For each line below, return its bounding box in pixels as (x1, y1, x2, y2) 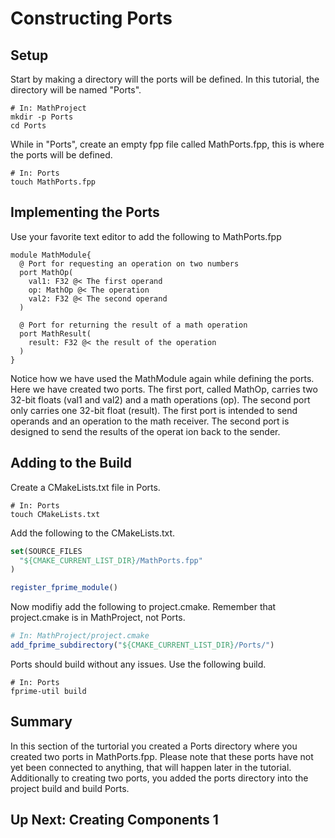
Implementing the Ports (10, 204, 160, 221)
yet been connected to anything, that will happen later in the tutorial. (10, 761, 292, 773)
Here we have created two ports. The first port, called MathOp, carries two (10, 383, 318, 395)
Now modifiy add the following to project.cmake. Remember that (10, 601, 277, 613)
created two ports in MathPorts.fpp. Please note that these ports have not (10, 750, 314, 762)
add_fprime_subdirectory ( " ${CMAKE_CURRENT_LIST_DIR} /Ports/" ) (10, 640, 275, 650)
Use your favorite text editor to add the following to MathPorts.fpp (10, 230, 282, 242)
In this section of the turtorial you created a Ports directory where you (10, 740, 298, 752)
